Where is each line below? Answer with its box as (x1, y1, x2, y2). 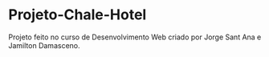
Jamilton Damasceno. (8, 40, 80, 50)
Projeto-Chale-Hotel (8, 6, 147, 24)
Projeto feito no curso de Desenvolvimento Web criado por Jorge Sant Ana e (8, 32, 262, 42)
